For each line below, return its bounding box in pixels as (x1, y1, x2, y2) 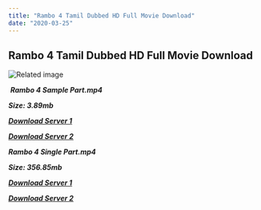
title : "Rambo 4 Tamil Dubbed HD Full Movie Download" (8, 11, 195, 20)
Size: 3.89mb (8, 101, 54, 110)
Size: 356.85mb (8, 163, 62, 172)
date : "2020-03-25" (8, 19, 74, 27)
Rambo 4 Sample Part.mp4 (10, 85, 102, 95)
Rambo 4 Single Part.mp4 (8, 147, 96, 157)
